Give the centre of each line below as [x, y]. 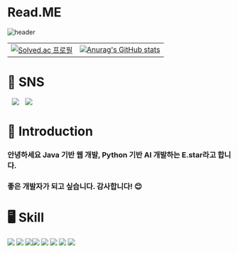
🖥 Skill [26, 218]
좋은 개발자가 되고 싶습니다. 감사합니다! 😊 [75, 186]
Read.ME [34, 12]
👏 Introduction [50, 131]
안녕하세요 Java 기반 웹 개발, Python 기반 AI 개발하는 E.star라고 [112, 155]
